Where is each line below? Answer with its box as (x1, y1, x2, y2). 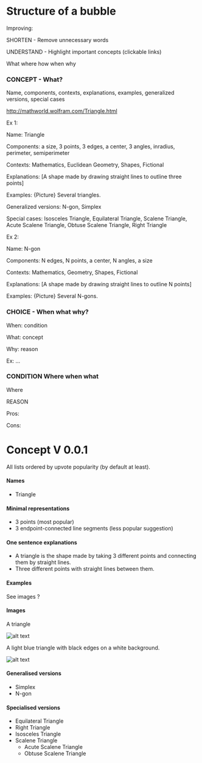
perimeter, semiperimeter (6, 150, 70, 157)
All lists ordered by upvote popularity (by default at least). (6, 463, 151, 471)
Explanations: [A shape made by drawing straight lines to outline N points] (6, 281, 192, 288)
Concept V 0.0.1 (6, 443, 88, 457)
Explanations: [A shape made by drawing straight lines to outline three (6, 173, 182, 181)
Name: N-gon (6, 245, 41, 253)
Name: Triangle (6, 131, 45, 139)
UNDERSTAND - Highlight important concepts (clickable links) (6, 48, 162, 56)
